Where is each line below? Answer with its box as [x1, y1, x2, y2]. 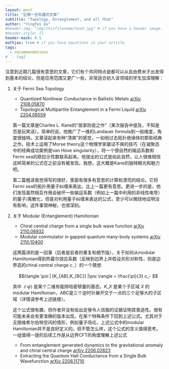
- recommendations [10, 49, 49, 54]
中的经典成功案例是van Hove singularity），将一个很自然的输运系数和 [12, 147, 154, 154]
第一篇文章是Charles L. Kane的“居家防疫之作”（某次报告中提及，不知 [12, 122, 155, 129]
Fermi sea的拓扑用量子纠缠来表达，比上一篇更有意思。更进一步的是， [12, 183, 157, 190]
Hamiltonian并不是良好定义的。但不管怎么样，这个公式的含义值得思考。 [12, 326, 161, 332]
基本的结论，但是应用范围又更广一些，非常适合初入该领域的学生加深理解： [9, 75, 164, 81]
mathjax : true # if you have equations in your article [5, 40, 125, 45]
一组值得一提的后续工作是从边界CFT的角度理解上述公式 [12, 332, 127, 338]
